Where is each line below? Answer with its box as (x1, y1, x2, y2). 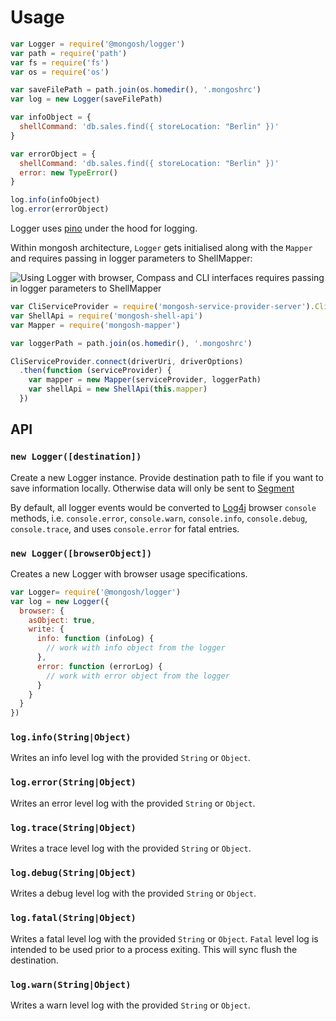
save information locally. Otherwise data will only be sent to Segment (10, 482, 295, 494)
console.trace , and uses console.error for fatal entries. (10, 522, 240, 535)
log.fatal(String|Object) (10, 912, 137, 924)
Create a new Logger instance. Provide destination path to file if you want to (10, 471, 324, 483)
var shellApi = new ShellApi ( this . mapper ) (28, 384, 208, 395)
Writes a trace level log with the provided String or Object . (10, 842, 252, 855)
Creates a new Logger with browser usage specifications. (10, 567, 248, 580)
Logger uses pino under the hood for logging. (10, 222, 198, 235)
